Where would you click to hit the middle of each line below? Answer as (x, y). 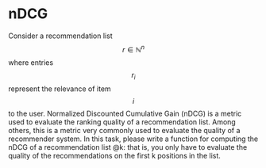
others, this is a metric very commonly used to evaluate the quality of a (124, 131)
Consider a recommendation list (60, 36)
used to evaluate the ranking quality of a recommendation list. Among (122, 122)
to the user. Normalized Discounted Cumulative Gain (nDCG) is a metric (125, 114)
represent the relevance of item (60, 89)
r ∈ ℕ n (133, 48)
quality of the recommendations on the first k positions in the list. (114, 156)
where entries (31, 62)
